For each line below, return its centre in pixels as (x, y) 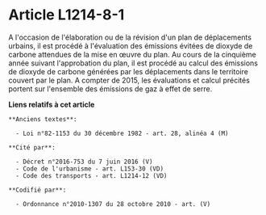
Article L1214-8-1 (66, 15)
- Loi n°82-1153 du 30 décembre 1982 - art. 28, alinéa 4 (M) (122, 133)
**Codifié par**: (37, 190)
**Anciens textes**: (43, 119)
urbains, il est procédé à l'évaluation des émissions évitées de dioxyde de (131, 45)
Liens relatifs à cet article (52, 104)
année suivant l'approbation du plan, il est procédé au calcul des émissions (133, 63)
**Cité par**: (32, 147)
